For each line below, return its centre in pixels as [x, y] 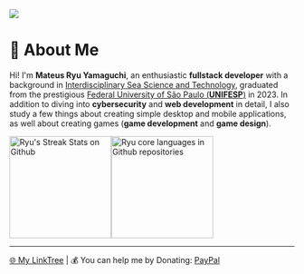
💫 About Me [54, 50]
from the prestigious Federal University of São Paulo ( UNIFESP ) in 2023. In [148, 94]
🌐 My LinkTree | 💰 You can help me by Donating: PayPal [114, 259]
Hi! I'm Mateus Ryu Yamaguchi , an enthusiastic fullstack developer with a [149, 75]
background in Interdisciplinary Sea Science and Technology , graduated [144, 84]
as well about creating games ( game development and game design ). [140, 123]
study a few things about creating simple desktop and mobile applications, [148, 113]
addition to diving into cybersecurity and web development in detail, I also [149, 103]
